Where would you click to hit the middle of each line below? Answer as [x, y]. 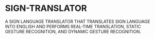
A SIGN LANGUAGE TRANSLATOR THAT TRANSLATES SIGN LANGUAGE [78, 21]
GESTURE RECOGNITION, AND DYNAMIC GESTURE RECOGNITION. [73, 31]
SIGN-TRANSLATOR [46, 8]
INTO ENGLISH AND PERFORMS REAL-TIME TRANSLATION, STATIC [73, 26]
